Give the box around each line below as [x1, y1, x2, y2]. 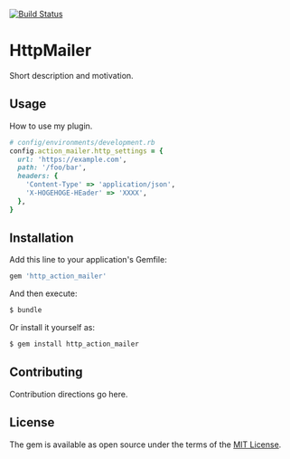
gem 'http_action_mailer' [9, 272, 107, 281]
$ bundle [9, 306, 42, 315]
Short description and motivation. [9, 70, 134, 81]
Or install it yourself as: [9, 322, 95, 333]
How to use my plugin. [9, 120, 93, 131]
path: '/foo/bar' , [17, 163, 88, 172]
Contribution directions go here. [9, 388, 128, 399]
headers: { [17, 172, 59, 181]
